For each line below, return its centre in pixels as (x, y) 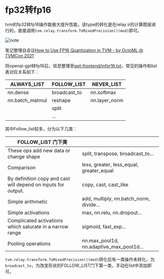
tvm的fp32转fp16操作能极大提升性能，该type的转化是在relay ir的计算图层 (78, 24)
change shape (24, 156)
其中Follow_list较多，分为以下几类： (41, 129)
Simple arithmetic (28, 202)
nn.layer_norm (107, 100)
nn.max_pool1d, (100, 241)
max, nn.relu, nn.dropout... (112, 212)
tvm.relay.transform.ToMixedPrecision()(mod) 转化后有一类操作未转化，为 (80, 259)
